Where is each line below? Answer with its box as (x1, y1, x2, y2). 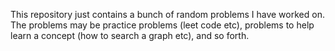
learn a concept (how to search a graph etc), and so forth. (10, 30, 250, 41)
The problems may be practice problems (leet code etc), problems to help (10, 19, 315, 31)
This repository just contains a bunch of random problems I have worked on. (10, 9, 325, 20)
